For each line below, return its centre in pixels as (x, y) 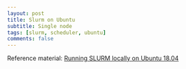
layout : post (26, 13)
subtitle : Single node (40, 26)
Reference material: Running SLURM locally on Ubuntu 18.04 (93, 58)
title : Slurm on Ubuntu (41, 20)
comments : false (30, 39)
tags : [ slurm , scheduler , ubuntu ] (57, 32)
